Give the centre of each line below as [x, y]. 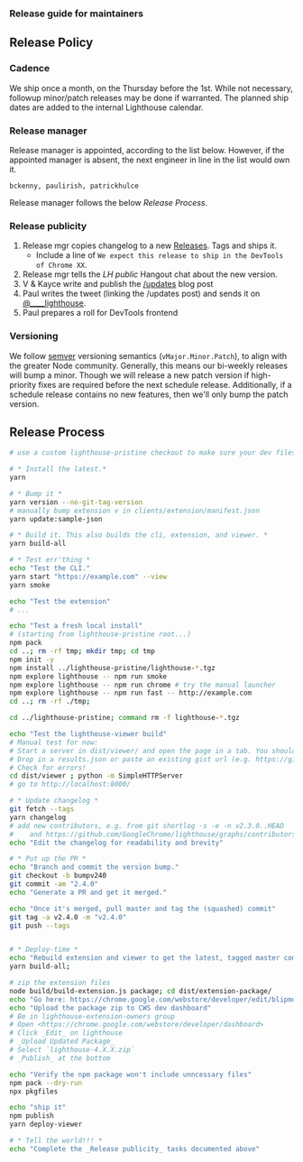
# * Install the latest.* [58, 469]
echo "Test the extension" [60, 601]
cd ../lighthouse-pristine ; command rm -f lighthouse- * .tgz [125, 718]
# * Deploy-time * [44, 950]
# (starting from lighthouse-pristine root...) [101, 634]
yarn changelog [38, 817]
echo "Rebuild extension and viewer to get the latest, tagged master [145, 958]
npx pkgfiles [34, 1091]
